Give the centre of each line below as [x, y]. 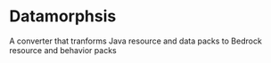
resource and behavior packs [63, 50]
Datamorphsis [63, 16]
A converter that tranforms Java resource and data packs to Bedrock [136, 41]
